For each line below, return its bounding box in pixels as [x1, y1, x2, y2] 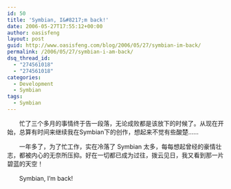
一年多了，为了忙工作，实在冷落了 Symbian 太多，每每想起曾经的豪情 [19, 142, 217, 151]
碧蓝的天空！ [7, 159, 43, 168]
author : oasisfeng [7, 29, 60, 36]
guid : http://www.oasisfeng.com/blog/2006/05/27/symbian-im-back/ [7, 42, 201, 49]
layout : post [7, 36, 45, 43]
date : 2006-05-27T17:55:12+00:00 [7, 23, 103, 30]
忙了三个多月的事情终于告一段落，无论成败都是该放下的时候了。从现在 [19, 119, 218, 127]
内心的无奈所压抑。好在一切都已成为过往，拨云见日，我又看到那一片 [30, 151, 224, 159]
